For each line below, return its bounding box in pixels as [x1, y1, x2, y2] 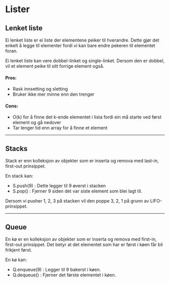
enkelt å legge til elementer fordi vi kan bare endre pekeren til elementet [5, 43, 155, 49]
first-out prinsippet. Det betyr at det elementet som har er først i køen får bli [5, 241, 163, 248]
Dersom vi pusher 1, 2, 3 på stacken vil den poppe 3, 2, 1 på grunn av [5, 198, 149, 204]
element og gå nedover [12, 119, 62, 126]
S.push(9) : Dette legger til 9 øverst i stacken [12, 183, 106, 189]
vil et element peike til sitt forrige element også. [5, 63, 105, 69]
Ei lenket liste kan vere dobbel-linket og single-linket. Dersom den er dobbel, [5, 58, 165, 64]
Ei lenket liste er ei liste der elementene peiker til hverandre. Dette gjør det [5, 37, 159, 43]
